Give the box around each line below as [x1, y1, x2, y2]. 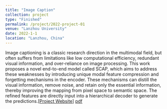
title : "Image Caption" [5, 7, 56, 13]
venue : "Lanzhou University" [5, 26, 67, 31]
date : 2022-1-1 [5, 31, 38, 36]
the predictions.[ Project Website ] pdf [5, 98, 83, 104]
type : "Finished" [5, 17, 42, 22]
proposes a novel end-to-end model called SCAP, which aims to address [5, 65, 157, 71]
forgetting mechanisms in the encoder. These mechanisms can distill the [5, 77, 157, 83]
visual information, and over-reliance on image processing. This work [5, 60, 150, 66]
